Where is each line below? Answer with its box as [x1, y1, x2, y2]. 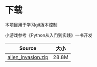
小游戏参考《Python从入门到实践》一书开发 [5, 32, 93, 38]
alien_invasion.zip [7, 54, 48, 61]
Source [19, 45, 37, 52]
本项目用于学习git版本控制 [5, 22, 58, 28]
